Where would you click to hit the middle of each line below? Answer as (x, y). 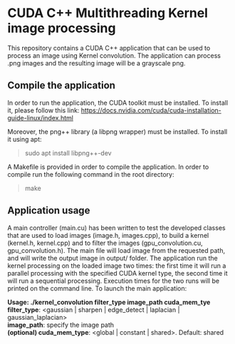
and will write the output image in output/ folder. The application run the (113, 258)
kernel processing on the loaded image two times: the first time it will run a (117, 266)
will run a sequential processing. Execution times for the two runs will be (113, 281)
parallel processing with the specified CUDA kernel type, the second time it (117, 273)
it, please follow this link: (43, 110)
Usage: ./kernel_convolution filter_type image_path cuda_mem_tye (109, 302)
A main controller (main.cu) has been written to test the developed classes (116, 228)
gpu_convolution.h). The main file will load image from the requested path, (116, 250)
